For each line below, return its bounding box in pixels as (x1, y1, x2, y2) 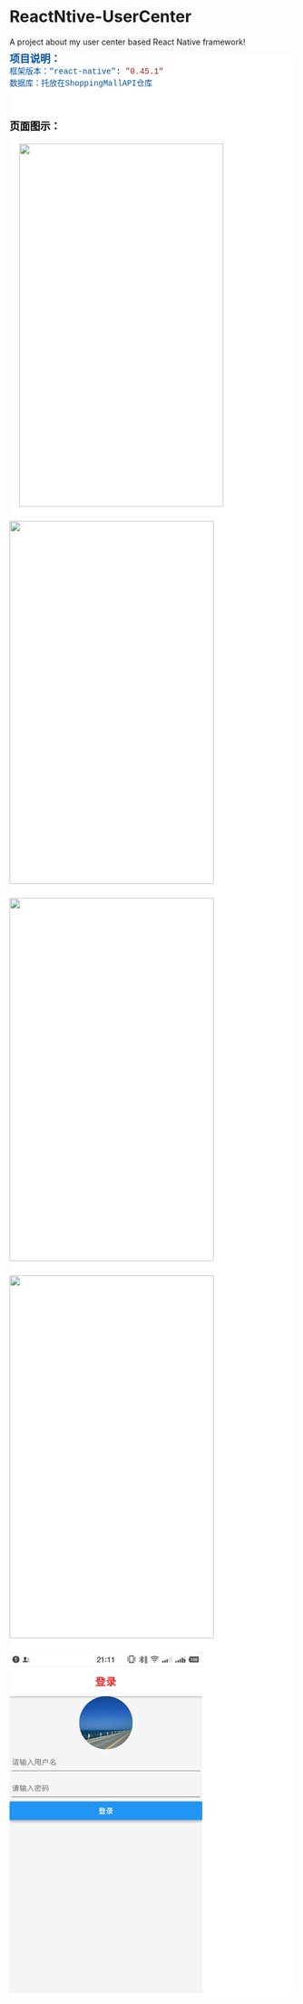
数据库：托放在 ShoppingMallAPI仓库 (9, 78, 153, 88)
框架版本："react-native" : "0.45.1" (9, 66, 164, 76)
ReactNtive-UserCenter (9, 6, 192, 27)
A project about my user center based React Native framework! (9, 36, 246, 47)
